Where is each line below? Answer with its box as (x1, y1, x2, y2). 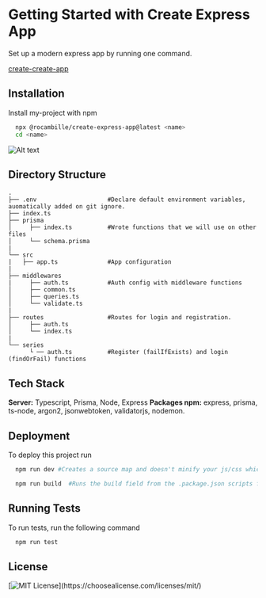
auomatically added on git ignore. (8, 203, 126, 211)
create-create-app (8, 63, 69, 73)
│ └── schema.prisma (8, 238, 90, 246)
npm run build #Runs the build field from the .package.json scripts (15, 479, 253, 488)
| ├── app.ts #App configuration (8, 258, 172, 266)
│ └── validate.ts (8, 299, 83, 308)
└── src (8, 251, 34, 259)
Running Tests (8, 501, 81, 516)
